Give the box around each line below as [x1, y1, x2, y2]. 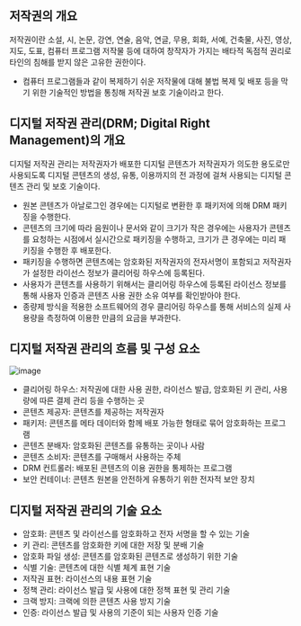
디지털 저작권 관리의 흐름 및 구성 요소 [9, 341, 200, 357]
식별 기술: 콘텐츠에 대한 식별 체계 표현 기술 [22, 562, 172, 573]
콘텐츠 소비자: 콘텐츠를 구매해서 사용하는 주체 [22, 452, 181, 462]
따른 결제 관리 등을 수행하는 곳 [39, 395, 146, 407]
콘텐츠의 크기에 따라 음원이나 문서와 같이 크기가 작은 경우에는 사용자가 [22, 222, 268, 233]
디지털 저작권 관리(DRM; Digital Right [9, 116, 211, 131]
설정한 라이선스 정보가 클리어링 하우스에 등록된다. [31, 267, 205, 278]
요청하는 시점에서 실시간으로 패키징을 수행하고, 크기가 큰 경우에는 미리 [31, 233, 277, 245]
